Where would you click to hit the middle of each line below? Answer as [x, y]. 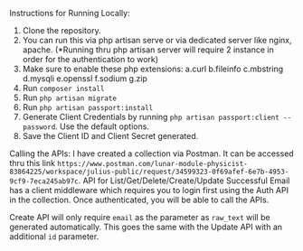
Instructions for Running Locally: [70, 13]
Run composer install [63, 88]
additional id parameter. [54, 237]
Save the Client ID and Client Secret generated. [110, 136]
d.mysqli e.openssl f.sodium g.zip [85, 79]
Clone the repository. [62, 30]
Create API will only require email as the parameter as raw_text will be [140, 217]
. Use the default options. [102, 126]
